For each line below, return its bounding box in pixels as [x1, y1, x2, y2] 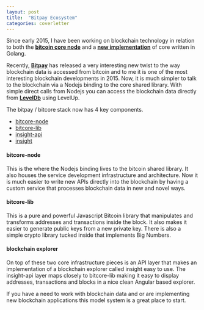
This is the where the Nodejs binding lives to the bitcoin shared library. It [6, 165, 189, 172]
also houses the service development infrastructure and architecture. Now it [6, 171, 199, 179]
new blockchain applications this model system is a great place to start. [6, 297, 186, 304]
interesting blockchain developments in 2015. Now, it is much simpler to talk [6, 74, 197, 82]
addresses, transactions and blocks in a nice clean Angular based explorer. [6, 278, 195, 286]
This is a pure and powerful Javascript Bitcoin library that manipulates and [6, 212, 194, 219]
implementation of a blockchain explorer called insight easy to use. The [6, 265, 186, 272]
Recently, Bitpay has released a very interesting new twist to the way [6, 62, 180, 69]
